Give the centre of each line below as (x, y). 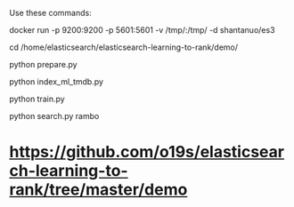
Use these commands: (50, 13)
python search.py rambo (54, 116)
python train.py (37, 99)
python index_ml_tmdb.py (57, 82)
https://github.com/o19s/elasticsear (147, 152)
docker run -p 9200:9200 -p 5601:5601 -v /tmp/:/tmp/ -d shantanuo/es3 (142, 30)
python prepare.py (43, 64)
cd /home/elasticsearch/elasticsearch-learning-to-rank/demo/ (124, 47)
